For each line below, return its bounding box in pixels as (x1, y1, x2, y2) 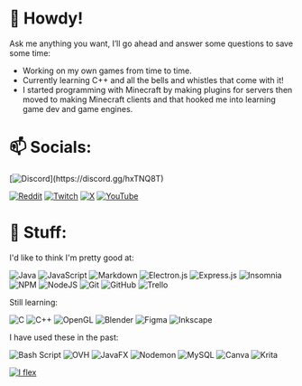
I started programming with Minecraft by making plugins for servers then (22, 84, 293, 95)
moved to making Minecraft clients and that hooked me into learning (22, 94, 277, 105)
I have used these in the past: (9, 332, 119, 343)
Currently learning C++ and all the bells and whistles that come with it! (22, 74, 284, 85)
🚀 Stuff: (9, 222, 68, 243)
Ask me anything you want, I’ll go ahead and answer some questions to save (9, 38, 294, 49)
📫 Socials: (9, 137, 92, 157)
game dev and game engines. (22, 103, 133, 114)
